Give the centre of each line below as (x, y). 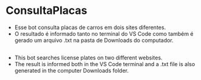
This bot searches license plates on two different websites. (88, 58)
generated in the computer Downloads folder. (72, 71)
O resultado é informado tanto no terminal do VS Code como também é (104, 33)
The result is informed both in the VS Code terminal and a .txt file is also (105, 64)
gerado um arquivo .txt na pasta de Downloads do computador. (94, 40)
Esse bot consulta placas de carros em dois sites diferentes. (90, 27)
